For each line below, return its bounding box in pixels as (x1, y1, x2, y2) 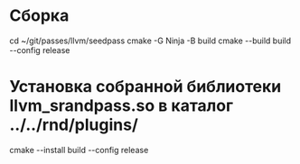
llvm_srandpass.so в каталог (9, 96, 233, 116)
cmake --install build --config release (9, 144, 149, 155)
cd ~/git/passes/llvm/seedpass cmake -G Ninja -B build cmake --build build (9, 35, 292, 46)
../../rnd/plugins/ (9, 114, 138, 135)
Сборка (9, 5, 70, 26)
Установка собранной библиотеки (9, 77, 282, 97)
